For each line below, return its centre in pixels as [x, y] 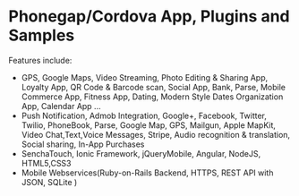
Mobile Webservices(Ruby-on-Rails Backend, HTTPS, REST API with [147, 173]
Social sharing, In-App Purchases [83, 144]
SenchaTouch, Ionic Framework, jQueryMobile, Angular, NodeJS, [141, 153]
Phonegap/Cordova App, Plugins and [149, 17]
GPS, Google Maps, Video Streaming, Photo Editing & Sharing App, [145, 77]
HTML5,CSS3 [46, 163]
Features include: [40, 60]
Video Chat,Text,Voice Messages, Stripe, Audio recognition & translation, [156, 134]
